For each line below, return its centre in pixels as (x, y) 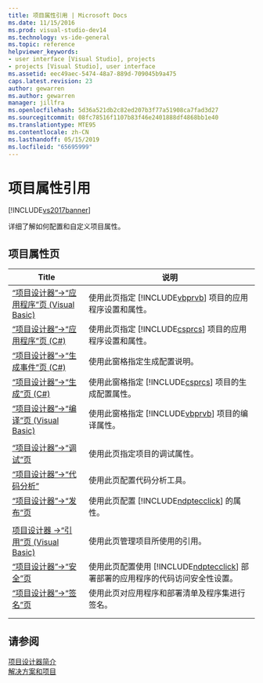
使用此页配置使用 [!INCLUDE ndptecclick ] (164, 567)
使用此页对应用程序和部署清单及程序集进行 (167, 594)
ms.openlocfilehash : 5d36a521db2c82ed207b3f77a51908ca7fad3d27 (113, 111)
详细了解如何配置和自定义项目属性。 (67, 226)
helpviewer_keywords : (43, 52)
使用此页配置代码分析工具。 (140, 480)
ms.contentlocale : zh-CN (49, 132)
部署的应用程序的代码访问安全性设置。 (167, 579)
